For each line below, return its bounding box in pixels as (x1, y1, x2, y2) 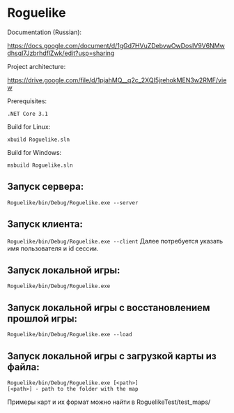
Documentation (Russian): (7, 28, 82, 36)
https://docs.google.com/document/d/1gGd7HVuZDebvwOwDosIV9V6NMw (7, 41, 225, 50)
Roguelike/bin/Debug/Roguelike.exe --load (7, 331, 132, 338)
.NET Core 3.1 (7, 110, 49, 117)
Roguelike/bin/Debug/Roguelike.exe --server (7, 199, 139, 206)
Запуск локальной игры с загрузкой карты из (7, 350, 217, 362)
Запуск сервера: (7, 181, 84, 193)
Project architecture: (7, 62, 66, 70)
